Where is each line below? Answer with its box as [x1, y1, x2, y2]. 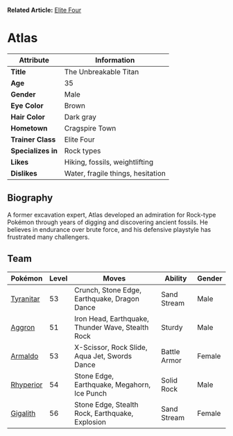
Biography [7, 192, 53, 204]
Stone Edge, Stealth [74, 399, 139, 409]
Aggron [10, 322, 35, 332]
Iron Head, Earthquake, [74, 314, 149, 324]
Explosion [74, 417, 106, 426]
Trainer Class [10, 135, 56, 144]
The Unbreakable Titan [64, 67, 139, 76]
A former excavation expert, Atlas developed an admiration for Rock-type [7, 210, 216, 219]
